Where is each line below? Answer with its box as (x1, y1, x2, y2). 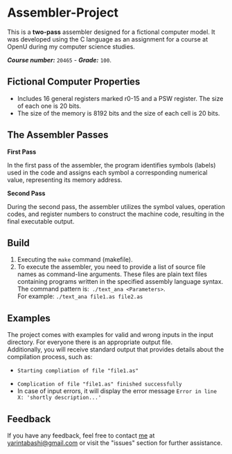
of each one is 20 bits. (17, 102, 82, 110)
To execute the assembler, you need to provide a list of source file (17, 263, 206, 271)
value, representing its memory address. (7, 175, 123, 184)
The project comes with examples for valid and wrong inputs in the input (7, 331, 213, 339)
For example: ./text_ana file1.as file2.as (17, 292, 143, 300)
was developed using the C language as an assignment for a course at (7, 35, 208, 43)
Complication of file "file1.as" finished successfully (17, 381, 182, 388)
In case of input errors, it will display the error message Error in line (17, 387, 217, 395)
